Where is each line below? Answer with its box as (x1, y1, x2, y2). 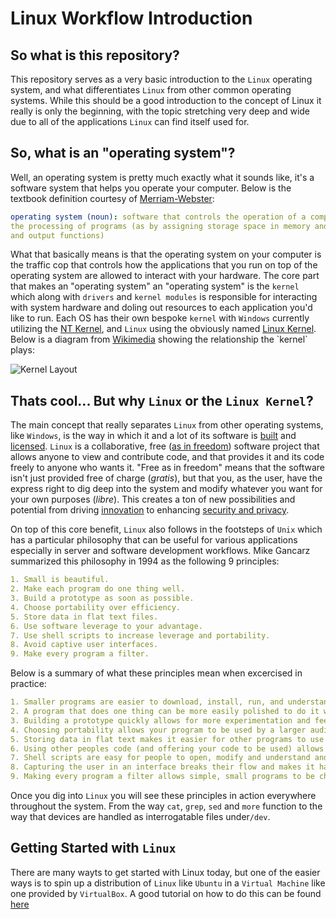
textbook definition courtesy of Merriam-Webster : (10, 192, 215, 204)
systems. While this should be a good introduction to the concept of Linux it (10, 95, 322, 106)
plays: (10, 344, 35, 356)
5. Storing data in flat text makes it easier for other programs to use (10, 734, 325, 744)
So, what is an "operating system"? (10, 145, 236, 162)
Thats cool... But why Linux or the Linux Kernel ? (10, 392, 314, 409)
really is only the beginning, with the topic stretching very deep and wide (10, 105, 311, 117)
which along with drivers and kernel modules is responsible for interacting (10, 291, 318, 303)
